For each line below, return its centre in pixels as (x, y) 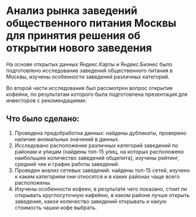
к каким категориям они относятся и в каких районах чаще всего (97, 176)
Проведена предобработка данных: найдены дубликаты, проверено (100, 133)
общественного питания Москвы (91, 23)
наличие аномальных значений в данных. (67, 139)
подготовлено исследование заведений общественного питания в (89, 70)
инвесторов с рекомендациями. (46, 100)
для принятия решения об (73, 36)
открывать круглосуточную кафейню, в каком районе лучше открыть (102, 195)
